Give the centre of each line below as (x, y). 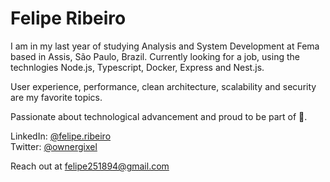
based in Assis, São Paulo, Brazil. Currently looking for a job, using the (155, 56)
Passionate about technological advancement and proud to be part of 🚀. (159, 116)
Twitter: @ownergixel (54, 146)
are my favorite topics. (56, 97)
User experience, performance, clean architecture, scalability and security (163, 86)
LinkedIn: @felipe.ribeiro (61, 136)
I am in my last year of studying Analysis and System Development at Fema (165, 46)
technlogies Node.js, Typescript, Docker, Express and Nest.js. (137, 67)
